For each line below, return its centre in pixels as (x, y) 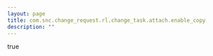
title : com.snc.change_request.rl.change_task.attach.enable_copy (106, 20)
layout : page (26, 14)
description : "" (31, 27)
